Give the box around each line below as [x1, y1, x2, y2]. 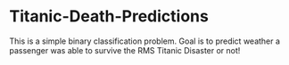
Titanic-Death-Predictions [9, 6, 210, 27]
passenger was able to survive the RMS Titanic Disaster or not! [9, 45, 241, 55]
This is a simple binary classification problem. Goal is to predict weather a [9, 36, 281, 46]
